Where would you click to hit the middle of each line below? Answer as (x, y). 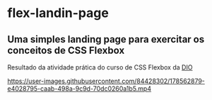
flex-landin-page (58, 13)
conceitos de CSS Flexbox (66, 50)
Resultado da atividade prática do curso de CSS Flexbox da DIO (100, 67)
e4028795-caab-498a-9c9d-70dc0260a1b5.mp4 (79, 89)
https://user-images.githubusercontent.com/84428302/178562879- (106, 81)
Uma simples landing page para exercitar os (106, 39)
